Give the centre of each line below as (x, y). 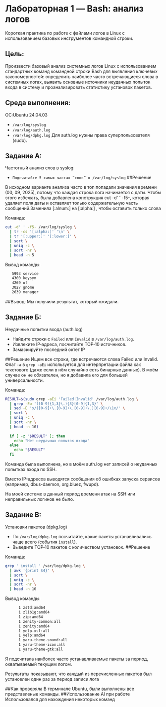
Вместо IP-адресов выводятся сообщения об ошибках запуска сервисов (83, 479)
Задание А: (24, 156)
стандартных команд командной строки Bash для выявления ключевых (81, 71)
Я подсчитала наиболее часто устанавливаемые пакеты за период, (77, 659)
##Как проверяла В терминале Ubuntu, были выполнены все (70, 689)
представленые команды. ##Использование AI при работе (68, 694)
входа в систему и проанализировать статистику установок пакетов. (79, 87)
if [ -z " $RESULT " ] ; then (37, 436)
